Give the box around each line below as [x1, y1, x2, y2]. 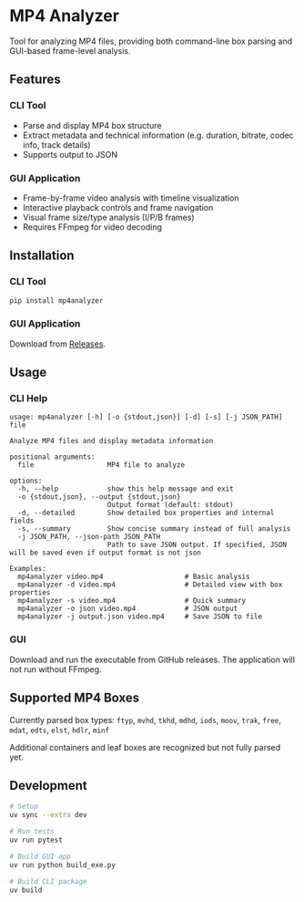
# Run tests [9, 827, 55, 836]
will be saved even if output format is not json [9, 548, 202, 557]
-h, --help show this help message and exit [17, 484, 234, 493]
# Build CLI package [9, 876, 88, 886]
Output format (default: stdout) [106, 501, 234, 510]
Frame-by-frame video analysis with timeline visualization [22, 192, 239, 203]
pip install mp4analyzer [9, 295, 104, 306]
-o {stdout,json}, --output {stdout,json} [17, 492, 181, 502]
